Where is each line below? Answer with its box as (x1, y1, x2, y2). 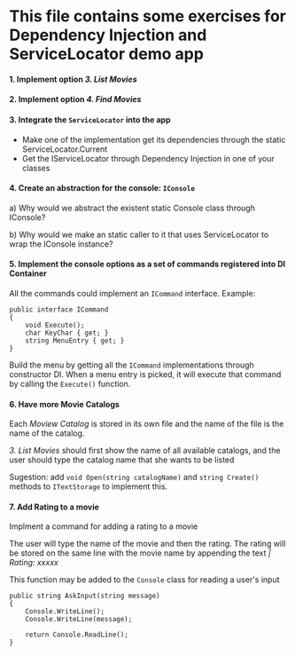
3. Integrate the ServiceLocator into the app (9, 114, 171, 125)
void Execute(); (25, 320, 86, 329)
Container (9, 268, 47, 279)
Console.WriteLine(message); (25, 615, 133, 624)
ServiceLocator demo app (9, 44, 204, 64)
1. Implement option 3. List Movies (9, 74, 137, 84)
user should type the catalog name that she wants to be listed (9, 454, 235, 465)
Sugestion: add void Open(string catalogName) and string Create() (9, 472, 260, 483)
